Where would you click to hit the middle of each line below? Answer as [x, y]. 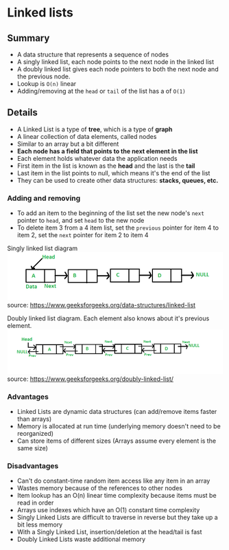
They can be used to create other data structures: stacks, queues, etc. [118, 180]
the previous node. [44, 76]
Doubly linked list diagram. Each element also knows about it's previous [108, 318]
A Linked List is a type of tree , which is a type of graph [95, 129]
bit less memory [40, 525]
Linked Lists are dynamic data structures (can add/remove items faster [117, 411]
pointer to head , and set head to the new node [81, 221]
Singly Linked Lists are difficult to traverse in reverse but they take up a [117, 518]
